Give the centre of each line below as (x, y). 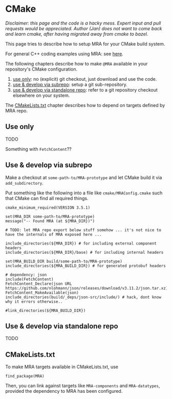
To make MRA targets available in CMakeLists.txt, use (62, 367)
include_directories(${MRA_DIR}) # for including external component (81, 243)
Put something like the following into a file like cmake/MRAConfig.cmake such (84, 193)
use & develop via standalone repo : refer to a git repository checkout (85, 90)
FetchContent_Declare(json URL (39, 284)
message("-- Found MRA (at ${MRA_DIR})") (50, 221)
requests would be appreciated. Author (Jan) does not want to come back (84, 28)
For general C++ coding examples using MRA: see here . (64, 54)
